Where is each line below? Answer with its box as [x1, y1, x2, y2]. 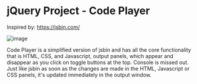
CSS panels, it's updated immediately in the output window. [7, 71, 152, 78]
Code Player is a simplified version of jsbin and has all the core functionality [7, 46, 192, 53]
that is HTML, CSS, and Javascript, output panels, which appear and [7, 52, 174, 59]
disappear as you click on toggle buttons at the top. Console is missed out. [7, 59, 189, 66]
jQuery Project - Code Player [7, 4, 150, 18]
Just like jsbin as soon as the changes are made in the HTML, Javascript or [7, 65, 190, 72]
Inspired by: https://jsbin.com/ [7, 23, 80, 31]
